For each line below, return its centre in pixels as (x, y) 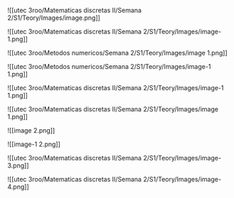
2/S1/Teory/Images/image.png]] (54, 18)
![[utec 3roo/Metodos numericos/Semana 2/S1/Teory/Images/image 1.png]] (117, 53)
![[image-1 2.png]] (34, 144)
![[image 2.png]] (31, 130)
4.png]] (18, 187)
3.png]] (18, 165)
